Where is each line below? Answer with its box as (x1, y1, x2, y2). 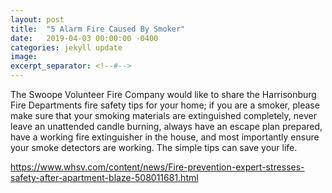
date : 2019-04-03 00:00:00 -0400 (10, 33, 159, 43)
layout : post (10, 14, 65, 25)
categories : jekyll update (10, 42, 123, 53)
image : (10, 52, 38, 62)
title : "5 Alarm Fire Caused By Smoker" (10, 24, 186, 34)
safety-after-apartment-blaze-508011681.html (10, 172, 199, 183)
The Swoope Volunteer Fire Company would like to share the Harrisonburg (10, 89, 317, 100)
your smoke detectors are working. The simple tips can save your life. (10, 142, 298, 153)
